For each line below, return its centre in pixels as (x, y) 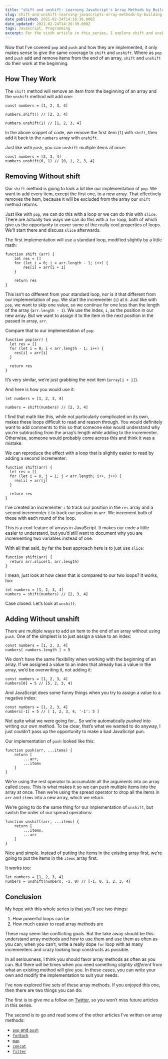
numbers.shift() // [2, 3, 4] (37, 114)
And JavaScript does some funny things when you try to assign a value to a (83, 693)
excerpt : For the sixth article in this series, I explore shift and (79, 33)
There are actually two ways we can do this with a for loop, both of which (81, 219)
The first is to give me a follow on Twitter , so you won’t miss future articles (82, 1000)
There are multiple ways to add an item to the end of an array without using (83, 631)
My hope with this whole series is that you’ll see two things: (66, 909)
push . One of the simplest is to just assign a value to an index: (68, 636)
